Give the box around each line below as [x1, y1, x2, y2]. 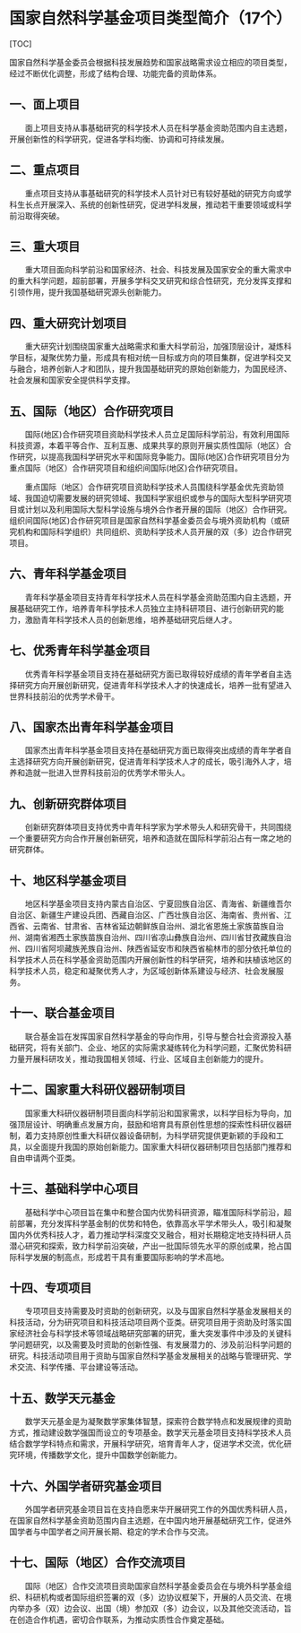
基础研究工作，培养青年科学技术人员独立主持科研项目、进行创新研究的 [16, 602, 276, 614]
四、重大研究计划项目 [9, 315, 127, 331]
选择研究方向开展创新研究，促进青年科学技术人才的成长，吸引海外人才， [16, 756, 284, 767]
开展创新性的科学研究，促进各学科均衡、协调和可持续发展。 [9, 134, 229, 144]
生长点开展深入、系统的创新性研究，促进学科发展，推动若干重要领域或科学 [16, 199, 292, 210]
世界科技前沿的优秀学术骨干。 [9, 691, 119, 702]
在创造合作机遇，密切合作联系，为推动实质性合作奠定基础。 [9, 1614, 229, 1625]
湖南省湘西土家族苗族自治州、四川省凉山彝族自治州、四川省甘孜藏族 [24, 932, 276, 943]
